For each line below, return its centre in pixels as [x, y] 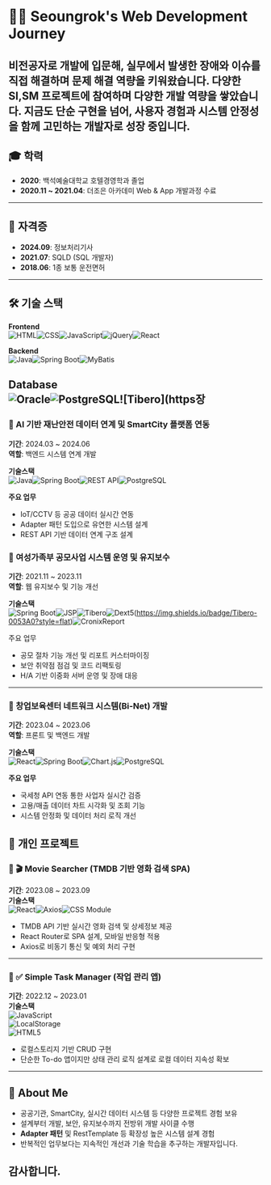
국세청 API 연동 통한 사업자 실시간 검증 [80, 795]
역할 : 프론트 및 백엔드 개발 [49, 735]
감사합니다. [35, 1172]
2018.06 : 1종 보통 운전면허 [63, 268]
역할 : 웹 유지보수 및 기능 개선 [54, 586]
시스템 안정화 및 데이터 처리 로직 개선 [78, 815]
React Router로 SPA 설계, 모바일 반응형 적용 [90, 936]
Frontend [24, 327]
